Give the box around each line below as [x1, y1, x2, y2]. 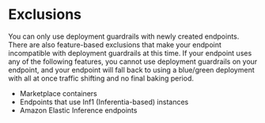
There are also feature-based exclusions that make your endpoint [8, 39, 221, 49]
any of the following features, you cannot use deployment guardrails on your [8, 57, 258, 66]
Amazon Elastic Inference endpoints [19, 105, 138, 115]
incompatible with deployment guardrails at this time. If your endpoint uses [8, 48, 252, 58]
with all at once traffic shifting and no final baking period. [8, 73, 194, 83]
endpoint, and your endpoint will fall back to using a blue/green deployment [8, 65, 255, 74]
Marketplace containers [19, 88, 97, 98]
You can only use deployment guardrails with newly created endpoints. [8, 32, 240, 41]
